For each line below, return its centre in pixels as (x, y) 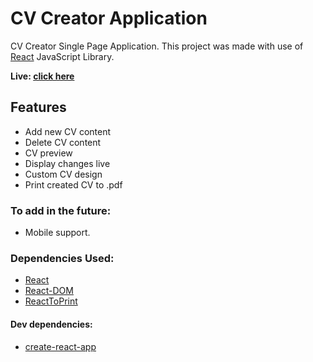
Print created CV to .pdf (73, 184)
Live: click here (42, 76)
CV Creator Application (109, 18)
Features (38, 107)
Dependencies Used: (62, 258)
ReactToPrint (51, 301)
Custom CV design (63, 174)
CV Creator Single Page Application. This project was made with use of (157, 46)
